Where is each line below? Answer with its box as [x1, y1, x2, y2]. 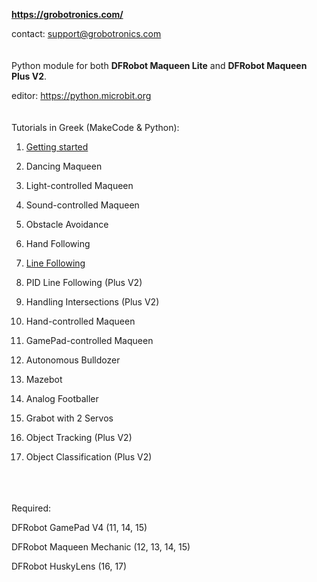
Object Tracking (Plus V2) [25, 432, 133, 443]
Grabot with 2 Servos [25, 412, 114, 424]
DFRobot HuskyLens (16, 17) [11, 560, 128, 572]
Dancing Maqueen [25, 160, 103, 172]
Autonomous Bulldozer [25, 354, 121, 366]
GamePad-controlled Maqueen [25, 335, 154, 346]
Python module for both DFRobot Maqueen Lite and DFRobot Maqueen [11, 60, 308, 71]
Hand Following [25, 238, 91, 249]
